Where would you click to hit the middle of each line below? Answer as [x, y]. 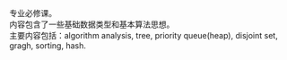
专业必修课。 [33, 13]
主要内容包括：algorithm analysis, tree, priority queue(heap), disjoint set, [143, 35]
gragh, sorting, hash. [48, 46]
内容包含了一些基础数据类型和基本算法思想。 [92, 24]
